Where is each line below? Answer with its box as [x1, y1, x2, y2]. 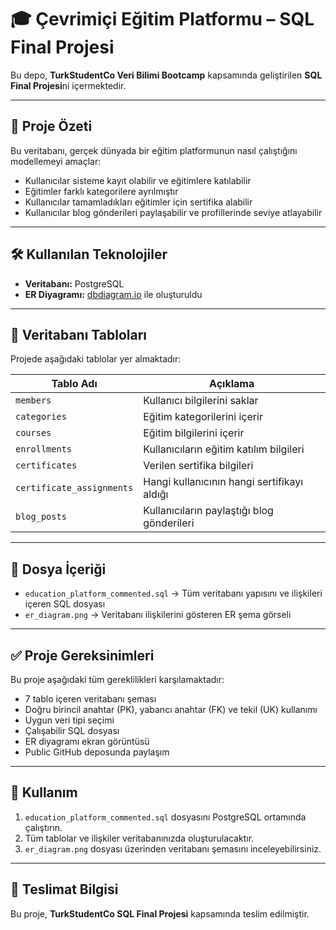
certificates [15, 460, 78, 471]
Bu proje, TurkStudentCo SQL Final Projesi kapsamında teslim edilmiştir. [10, 907, 310, 920]
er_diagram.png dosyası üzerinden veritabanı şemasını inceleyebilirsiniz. [24, 842, 322, 855]
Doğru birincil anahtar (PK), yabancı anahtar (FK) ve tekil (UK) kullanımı [24, 704, 318, 715]
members [15, 395, 52, 406]
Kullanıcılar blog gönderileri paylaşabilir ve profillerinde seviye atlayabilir [24, 206, 323, 218]
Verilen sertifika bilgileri [143, 459, 254, 473]
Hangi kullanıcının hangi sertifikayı [143, 475, 304, 489]
